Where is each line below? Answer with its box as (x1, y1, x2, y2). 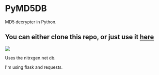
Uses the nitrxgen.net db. (5, 55, 56, 60)
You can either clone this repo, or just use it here (5, 33, 154, 41)
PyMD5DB (5, 3, 47, 14)
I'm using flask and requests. (5, 64, 63, 70)
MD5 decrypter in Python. (5, 19, 57, 25)
